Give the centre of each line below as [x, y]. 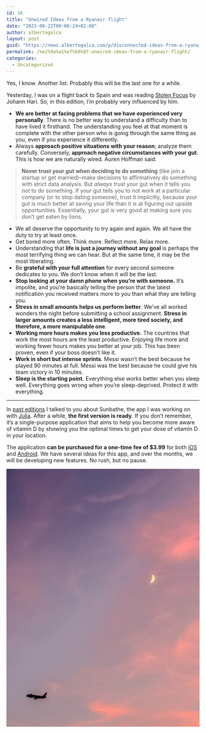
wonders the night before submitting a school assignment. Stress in [101, 313]
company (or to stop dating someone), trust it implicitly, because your [109, 197]
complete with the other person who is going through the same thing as [105, 133]
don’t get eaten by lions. [52, 216]
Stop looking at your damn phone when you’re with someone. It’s [99, 281]
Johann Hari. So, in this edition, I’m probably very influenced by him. [93, 101]
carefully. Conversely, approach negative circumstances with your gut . [107, 152]
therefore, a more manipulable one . [61, 326]
